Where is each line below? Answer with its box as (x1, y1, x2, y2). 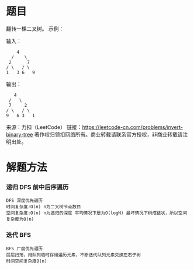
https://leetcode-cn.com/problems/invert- (82, 123, 183, 131)
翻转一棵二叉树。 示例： (6, 25, 64, 32)
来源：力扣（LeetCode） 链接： (6, 123, 83, 131)
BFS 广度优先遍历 (6, 246, 43, 251)
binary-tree (6, 131, 33, 138)
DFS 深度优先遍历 (6, 198, 43, 204)
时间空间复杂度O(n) (6, 258, 47, 264)
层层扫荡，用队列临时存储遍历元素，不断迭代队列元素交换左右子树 (6, 251, 141, 258)
